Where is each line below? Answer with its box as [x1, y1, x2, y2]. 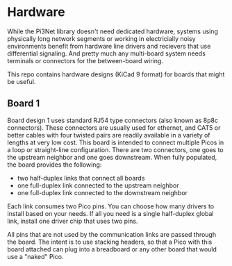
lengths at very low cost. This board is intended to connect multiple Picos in [7, 138, 224, 147]
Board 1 [7, 98, 40, 110]
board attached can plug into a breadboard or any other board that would [7, 244, 217, 253]
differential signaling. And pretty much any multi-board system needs [7, 49, 206, 58]
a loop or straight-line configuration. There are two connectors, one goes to [7, 145, 224, 153]
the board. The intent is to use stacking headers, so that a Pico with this [7, 238, 213, 246]
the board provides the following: [7, 160, 102, 169]
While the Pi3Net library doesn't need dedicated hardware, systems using [7, 27, 219, 35]
